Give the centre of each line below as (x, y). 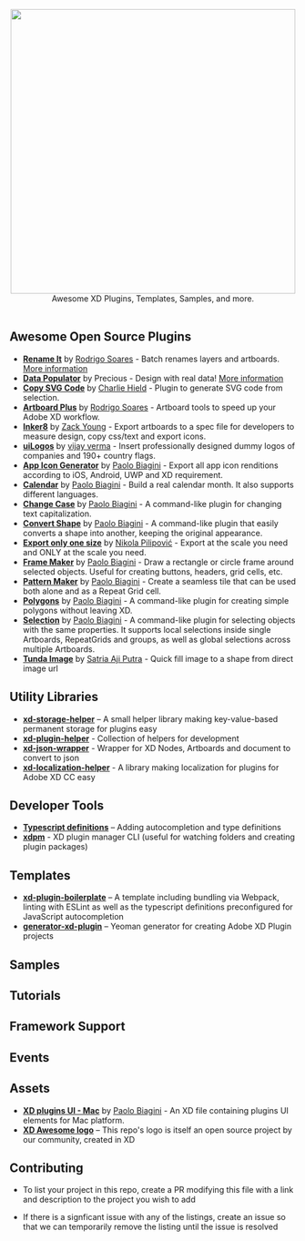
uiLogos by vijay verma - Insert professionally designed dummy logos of (159, 445)
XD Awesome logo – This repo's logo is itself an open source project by (158, 1130)
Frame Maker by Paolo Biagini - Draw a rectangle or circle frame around (158, 562)
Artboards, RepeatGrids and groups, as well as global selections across (157, 639)
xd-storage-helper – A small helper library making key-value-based (150, 718)
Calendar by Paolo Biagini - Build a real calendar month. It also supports (158, 484)
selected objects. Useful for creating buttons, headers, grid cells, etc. (152, 571)
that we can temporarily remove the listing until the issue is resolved (150, 1227)
